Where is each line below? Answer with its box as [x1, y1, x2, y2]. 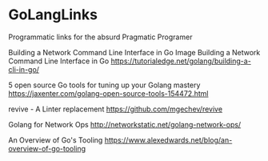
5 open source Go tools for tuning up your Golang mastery [8, 80, 201, 90]
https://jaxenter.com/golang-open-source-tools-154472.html [8, 88, 209, 98]
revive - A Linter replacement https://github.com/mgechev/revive [8, 104, 222, 114]
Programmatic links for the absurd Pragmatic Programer [8, 32, 193, 42]
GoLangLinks [8, 6, 98, 24]
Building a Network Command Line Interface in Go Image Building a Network [8, 47, 261, 57]
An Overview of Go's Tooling [8, 135, 103, 145]
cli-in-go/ [8, 64, 40, 74]
